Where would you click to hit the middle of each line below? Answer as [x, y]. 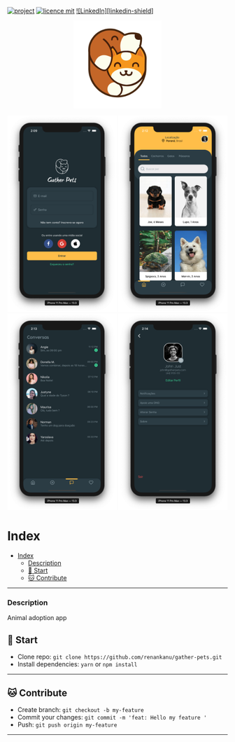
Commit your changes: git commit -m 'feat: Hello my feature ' [112, 717]
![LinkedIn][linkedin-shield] [115, 11]
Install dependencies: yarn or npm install [77, 664]
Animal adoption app [37, 618]
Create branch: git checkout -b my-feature [81, 710]
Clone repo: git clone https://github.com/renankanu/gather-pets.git [120, 657]
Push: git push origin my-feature [67, 724]
